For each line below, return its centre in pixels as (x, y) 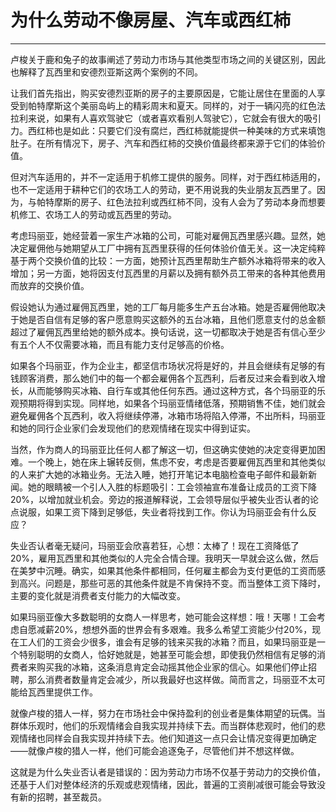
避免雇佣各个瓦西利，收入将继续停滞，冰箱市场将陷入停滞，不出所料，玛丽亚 (168, 415)
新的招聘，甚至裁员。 (62, 797)
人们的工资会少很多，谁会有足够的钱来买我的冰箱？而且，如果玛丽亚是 (172, 642)
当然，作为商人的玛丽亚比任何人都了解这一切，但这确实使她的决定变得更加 (163, 449)
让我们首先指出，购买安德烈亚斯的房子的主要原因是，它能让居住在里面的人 (163, 93)
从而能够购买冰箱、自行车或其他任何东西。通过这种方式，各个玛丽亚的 (172, 390)
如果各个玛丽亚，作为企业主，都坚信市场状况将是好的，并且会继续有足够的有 (168, 365)
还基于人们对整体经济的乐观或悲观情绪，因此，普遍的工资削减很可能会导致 (163, 784)
